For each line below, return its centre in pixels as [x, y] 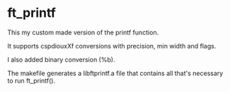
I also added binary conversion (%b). [61, 59]
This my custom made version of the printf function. [83, 32]
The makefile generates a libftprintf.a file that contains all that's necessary [115, 73]
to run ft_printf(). [31, 80]
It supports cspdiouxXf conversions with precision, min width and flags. [112, 46]
